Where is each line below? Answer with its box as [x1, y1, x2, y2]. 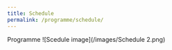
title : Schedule [7, 10, 54, 17]
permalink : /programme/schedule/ [7, 16, 104, 23]
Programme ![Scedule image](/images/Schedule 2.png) [7, 35, 166, 43]
